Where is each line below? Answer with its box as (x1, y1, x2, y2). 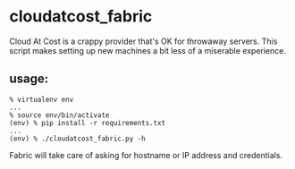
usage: (9, 72, 49, 87)
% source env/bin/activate (9, 110, 110, 120)
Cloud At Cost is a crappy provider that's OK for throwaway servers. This (9, 36, 278, 46)
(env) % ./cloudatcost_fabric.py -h (9, 134, 146, 143)
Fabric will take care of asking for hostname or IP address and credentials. (9, 149, 283, 160)
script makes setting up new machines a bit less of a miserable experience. (9, 45, 286, 55)
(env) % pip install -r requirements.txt (9, 118, 166, 127)
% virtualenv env (9, 95, 74, 104)
